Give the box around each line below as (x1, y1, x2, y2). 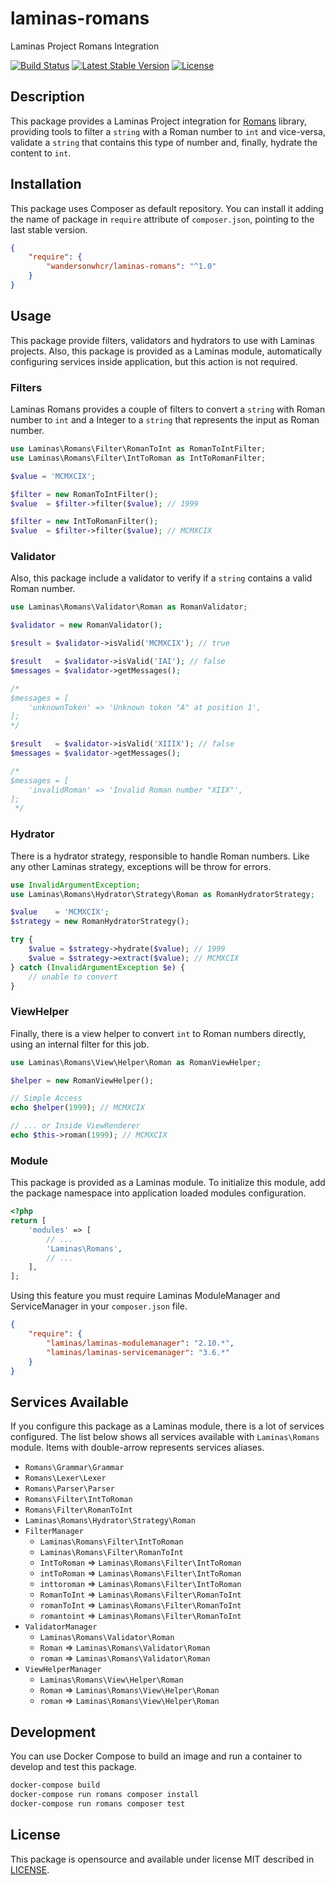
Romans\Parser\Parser (24, 1484, 115, 1494)
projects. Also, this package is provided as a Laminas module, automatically (10, 345, 323, 357)
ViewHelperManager (24, 1665, 102, 1675)
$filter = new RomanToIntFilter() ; (10, 489, 159, 499)
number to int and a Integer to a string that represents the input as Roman (10, 414, 320, 426)
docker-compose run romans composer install (10, 1789, 199, 1799)
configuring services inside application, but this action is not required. (10, 355, 298, 367)
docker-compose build (10, 1780, 101, 1791)
